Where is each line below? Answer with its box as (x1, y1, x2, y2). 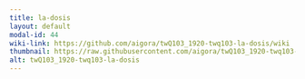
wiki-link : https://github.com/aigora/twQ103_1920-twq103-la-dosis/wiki (9, 38, 290, 48)
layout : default (9, 22, 71, 31)
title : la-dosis (9, 13, 71, 23)
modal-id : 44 (9, 30, 59, 39)
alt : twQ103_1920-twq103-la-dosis (9, 55, 141, 64)
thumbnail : (9, 47, 51, 56)
